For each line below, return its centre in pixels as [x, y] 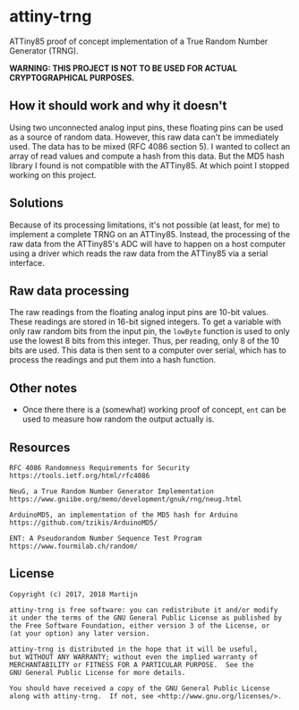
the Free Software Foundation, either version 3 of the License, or [140, 625]
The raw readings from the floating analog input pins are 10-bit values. [139, 312]
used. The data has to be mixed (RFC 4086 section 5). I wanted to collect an [150, 146]
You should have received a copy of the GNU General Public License [140, 688]
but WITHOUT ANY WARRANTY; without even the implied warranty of [133, 657]
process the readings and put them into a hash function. [113, 360]
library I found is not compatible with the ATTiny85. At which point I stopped [149, 165]
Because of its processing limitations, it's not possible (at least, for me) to [145, 225]
